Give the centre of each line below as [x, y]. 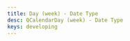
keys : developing [32, 26]
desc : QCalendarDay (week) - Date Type [65, 20]
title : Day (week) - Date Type [53, 14]
